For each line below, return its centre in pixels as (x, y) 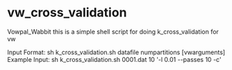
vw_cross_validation (67, 13)
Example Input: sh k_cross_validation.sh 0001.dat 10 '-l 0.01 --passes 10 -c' (114, 59)
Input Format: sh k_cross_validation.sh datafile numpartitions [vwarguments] (116, 52)
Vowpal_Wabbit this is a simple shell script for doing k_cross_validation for (113, 32)
